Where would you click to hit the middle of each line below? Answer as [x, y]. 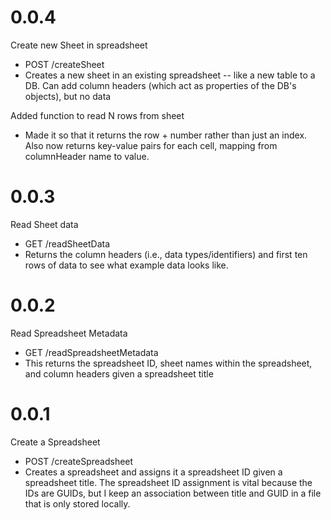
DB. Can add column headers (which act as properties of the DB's [160, 85]
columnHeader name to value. [87, 156]
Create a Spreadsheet [55, 442]
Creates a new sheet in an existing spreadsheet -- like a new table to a [170, 75]
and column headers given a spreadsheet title [119, 373]
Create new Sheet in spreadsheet [79, 45]
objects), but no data [68, 96]
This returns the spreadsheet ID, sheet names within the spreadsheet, [168, 363]
